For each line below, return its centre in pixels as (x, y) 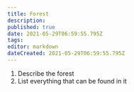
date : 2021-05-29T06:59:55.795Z (55, 34)
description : (27, 21)
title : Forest (28, 14)
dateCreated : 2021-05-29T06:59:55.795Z (66, 54)
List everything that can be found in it (72, 81)
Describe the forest (46, 73)
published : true (31, 27)
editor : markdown (33, 47)
